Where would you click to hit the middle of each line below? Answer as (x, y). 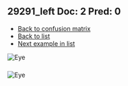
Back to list (34, 36)
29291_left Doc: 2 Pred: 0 (64, 12)
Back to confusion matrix (54, 28)
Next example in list (46, 43)
